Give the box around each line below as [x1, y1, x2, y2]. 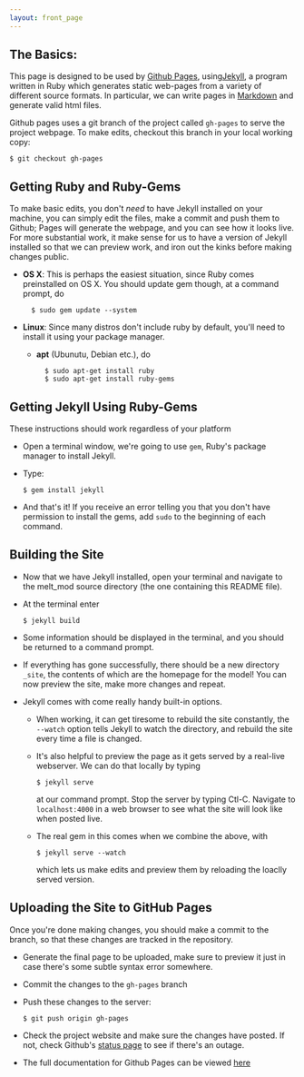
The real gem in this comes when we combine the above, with [35, 830, 269, 841]
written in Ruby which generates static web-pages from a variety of [9, 81, 262, 92]
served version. [35, 874, 95, 884]
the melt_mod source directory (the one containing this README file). [22, 580, 283, 591]
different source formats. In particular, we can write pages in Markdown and [9, 90, 294, 101]
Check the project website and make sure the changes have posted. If [22, 1030, 285, 1041]
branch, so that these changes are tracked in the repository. [9, 934, 234, 944]
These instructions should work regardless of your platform [9, 423, 231, 434]
